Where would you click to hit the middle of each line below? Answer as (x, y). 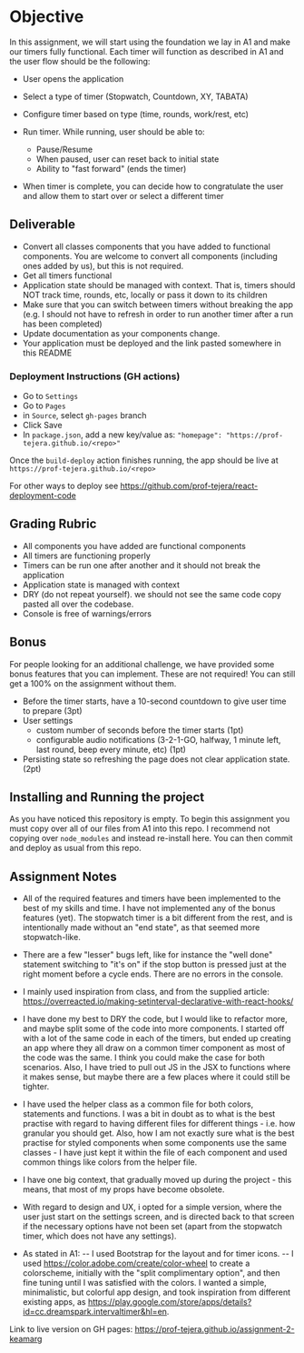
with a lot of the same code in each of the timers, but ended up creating (157, 1038)
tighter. (36, 1087)
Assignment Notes (64, 876)
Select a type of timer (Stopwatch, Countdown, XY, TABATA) (135, 96)
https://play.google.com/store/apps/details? (170, 1302)
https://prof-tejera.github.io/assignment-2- (215, 1329)
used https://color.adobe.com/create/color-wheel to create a (136, 1263)
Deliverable (42, 225)
